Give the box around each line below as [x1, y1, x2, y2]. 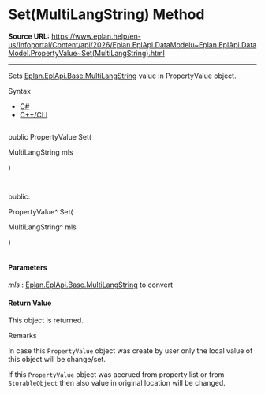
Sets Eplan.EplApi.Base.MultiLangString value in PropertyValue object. [8, 71, 237, 80]
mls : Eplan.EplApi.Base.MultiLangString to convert [8, 280, 174, 289]
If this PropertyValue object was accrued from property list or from [8, 370, 225, 379]
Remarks [8, 331, 37, 341]
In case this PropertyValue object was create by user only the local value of [8, 346, 253, 356]
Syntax [8, 86, 32, 95]
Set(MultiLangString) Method [8, 6, 205, 24]
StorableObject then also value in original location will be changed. [8, 378, 226, 388]
